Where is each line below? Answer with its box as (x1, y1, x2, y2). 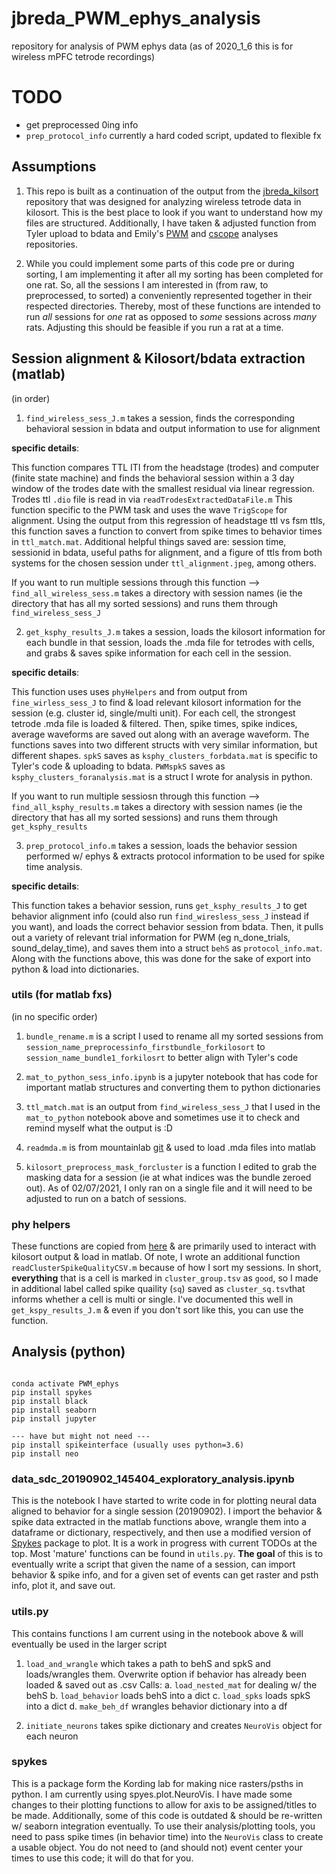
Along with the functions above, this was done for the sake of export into (11, 952, 311, 964)
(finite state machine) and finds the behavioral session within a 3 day (11, 472, 295, 484)
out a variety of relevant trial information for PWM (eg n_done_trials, (11, 931, 291, 943)
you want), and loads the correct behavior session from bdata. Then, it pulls (11, 920, 324, 932)
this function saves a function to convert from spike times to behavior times (11, 525, 323, 537)
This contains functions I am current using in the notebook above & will (11, 1627, 304, 1639)
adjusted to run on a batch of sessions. (25, 1192, 187, 1204)
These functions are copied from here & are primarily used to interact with (11, 1240, 317, 1252)
